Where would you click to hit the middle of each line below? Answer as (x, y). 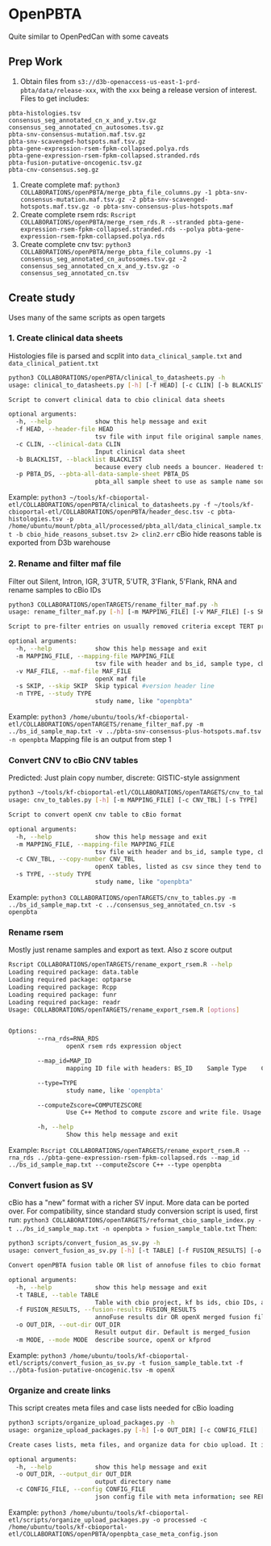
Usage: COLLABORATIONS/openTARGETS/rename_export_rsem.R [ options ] (124, 1010)
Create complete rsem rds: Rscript (78, 214)
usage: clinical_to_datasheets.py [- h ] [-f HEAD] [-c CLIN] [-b (119, 385)
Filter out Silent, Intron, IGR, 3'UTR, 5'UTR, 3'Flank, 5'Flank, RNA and (123, 581)
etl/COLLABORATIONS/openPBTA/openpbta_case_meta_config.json (113, 1534)
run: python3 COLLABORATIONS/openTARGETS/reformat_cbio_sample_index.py (131, 1220)
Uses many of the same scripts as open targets (87, 317)
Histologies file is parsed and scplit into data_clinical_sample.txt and (125, 355)
